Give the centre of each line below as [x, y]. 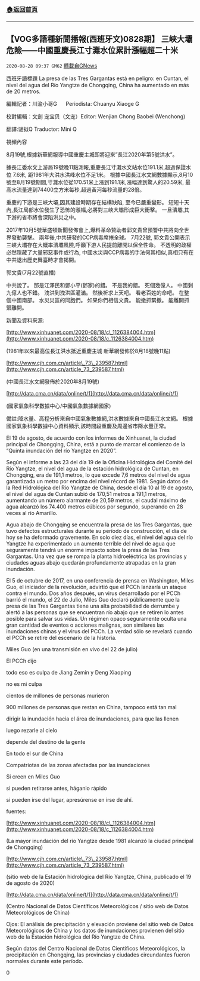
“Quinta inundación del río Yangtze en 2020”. [62, 451]
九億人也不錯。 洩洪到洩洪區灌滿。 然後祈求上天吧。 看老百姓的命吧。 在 [95, 293]
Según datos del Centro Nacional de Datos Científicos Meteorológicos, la [96, 949]
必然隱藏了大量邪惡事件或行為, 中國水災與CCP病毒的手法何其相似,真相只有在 [100, 253]
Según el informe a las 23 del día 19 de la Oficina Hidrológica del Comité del [99, 462]
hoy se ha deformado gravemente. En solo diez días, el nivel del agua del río [100, 537]
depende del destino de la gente [46, 742]
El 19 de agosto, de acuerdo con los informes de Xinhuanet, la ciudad [91, 438]
